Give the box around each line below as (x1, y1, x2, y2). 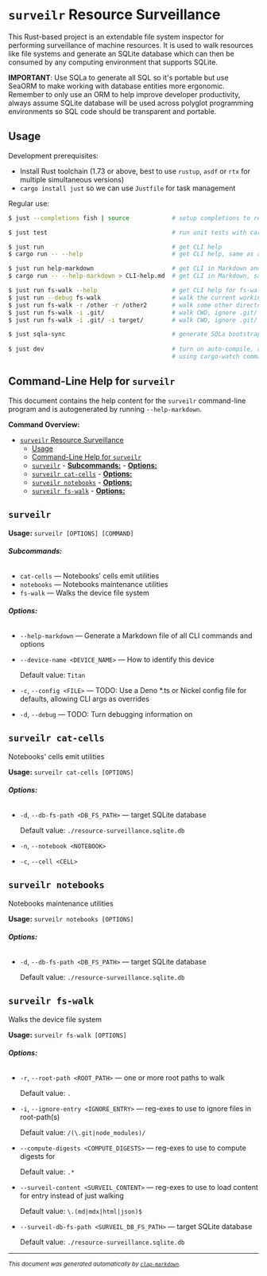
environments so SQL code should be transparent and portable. (8, 106, 217, 116)
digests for (19, 1151, 56, 1161)
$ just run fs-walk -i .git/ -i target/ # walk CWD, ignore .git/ (8, 316, 258, 324)
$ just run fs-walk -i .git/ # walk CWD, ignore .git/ (8, 308, 258, 316)
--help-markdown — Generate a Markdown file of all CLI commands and (19, 631, 253, 640)
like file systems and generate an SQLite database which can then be (8, 49, 234, 58)
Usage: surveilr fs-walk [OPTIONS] (8, 1030, 127, 1039)
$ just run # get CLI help (8, 243, 222, 251)
